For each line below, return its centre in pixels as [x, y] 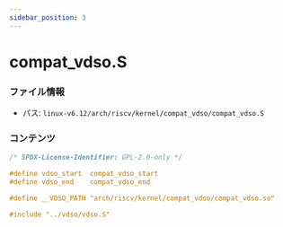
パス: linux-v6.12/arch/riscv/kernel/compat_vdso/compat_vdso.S [143, 113]
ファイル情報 [37, 92]
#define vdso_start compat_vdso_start [84, 174]
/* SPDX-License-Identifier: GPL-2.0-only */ [96, 158]
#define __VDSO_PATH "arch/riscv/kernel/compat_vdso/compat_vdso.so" [142, 198]
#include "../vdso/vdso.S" [60, 214]
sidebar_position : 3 [48, 17]
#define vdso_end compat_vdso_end [80, 182]
